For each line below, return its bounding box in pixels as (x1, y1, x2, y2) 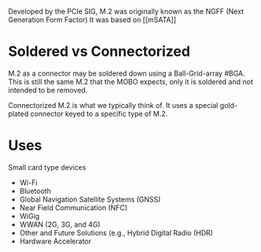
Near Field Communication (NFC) (19, 202, 128, 212)
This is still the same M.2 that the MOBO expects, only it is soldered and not (8, 76, 253, 86)
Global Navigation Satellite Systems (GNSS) (19, 195, 161, 204)
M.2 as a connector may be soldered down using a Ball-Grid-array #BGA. (8, 69, 245, 78)
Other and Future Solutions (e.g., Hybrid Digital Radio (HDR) (19, 228, 214, 237)
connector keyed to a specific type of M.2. (30, 109, 168, 118)
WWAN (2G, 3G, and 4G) (19, 220, 101, 229)
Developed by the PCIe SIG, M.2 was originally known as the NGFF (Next (8, 7, 244, 16)
